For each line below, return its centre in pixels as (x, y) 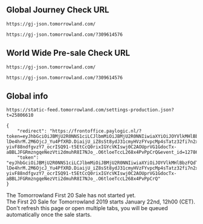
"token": (28, 158)
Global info (27, 96)
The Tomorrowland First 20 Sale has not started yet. (71, 196)
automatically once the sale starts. (49, 215)
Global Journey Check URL (58, 10)
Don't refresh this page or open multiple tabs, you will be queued (87, 208)
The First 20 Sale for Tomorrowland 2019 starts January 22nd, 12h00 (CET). (101, 202)
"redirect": (32, 131)
